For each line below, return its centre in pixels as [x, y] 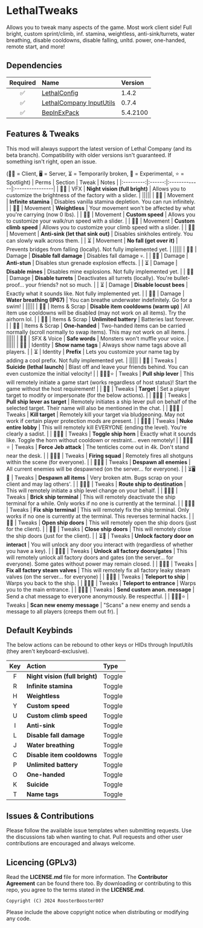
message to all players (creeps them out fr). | [62, 611]
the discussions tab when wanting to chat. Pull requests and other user [95, 837]
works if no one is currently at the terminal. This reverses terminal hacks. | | [100, 516]
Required [23, 82]
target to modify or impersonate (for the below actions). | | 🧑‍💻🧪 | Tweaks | [98, 395]
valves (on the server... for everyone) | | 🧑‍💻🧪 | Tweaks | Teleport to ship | [98, 577]
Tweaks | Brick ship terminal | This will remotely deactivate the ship [91, 497]
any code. [19, 918]
